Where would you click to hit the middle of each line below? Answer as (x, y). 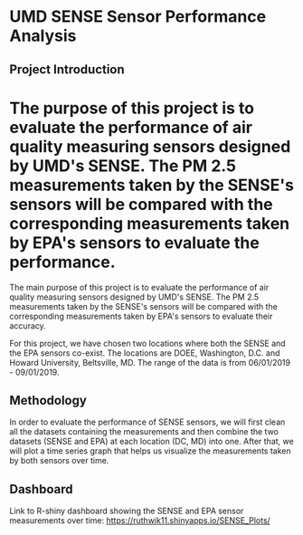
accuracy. (28, 325)
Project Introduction (67, 69)
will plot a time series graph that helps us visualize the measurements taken (150, 451)
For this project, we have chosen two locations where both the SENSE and (148, 343)
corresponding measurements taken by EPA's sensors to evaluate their (141, 316)
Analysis (43, 36)
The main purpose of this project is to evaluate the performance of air (139, 287)
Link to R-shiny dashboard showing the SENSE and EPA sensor (127, 511)
